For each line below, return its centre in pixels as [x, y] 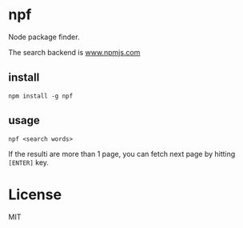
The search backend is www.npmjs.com [74, 52]
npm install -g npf [41, 96]
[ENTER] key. [29, 162]
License [35, 194]
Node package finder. [44, 37]
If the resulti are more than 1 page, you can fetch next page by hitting [122, 154]
